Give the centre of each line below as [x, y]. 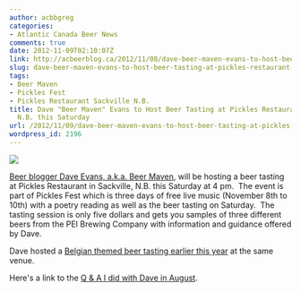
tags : [19, 76]
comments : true [38, 43]
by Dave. [26, 233]
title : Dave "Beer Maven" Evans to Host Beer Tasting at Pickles [133, 109]
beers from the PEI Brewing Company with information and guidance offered [150, 224]
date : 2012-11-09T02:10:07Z [62, 51]
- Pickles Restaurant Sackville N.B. [80, 101]
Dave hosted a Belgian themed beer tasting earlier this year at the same [142, 251]
